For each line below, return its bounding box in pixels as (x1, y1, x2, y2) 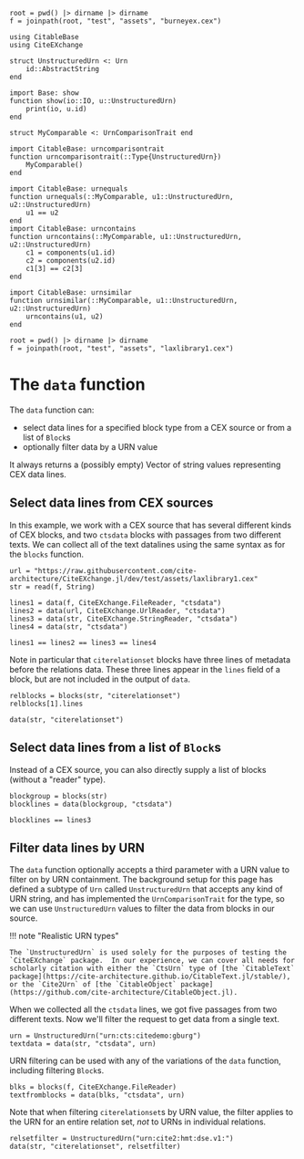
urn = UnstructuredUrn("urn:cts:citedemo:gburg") (9, 1031, 202, 1040)
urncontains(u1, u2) (25, 312, 104, 321)
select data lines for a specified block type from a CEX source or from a (22, 422, 292, 433)
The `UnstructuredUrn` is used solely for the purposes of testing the (9, 948, 287, 957)
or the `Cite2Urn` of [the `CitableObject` (9, 980, 177, 989)
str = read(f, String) (9, 582, 96, 591)
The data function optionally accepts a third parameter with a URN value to (9, 864, 289, 875)
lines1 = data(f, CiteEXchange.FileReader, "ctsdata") (9, 598, 222, 607)
